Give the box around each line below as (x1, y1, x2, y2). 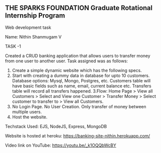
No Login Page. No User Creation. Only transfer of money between (12, 103, 146, 109)
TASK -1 (5, 43, 21, 49)
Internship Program (5, 12, 65, 20)
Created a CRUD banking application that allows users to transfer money (5, 53, 151, 58)
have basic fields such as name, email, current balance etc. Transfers (12, 83, 152, 89)
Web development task (5, 24, 52, 30)
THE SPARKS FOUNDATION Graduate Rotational (5, 4, 153, 12)
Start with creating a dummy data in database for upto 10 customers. (12, 73, 150, 78)
